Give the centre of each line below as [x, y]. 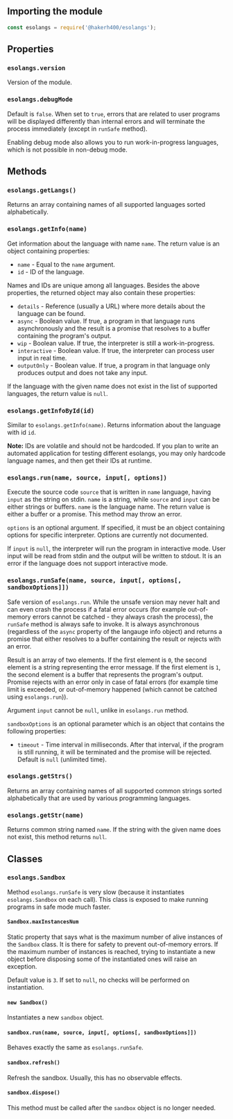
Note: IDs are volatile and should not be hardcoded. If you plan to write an [113, 445]
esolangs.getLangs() [42, 190]
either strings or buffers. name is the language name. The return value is [109, 507]
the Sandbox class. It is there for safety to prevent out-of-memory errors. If [113, 944]
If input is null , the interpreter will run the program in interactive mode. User [116, 548]
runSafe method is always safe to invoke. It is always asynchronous [103, 624]
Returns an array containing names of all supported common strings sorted [114, 791]
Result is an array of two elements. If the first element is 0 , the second [107, 660]
